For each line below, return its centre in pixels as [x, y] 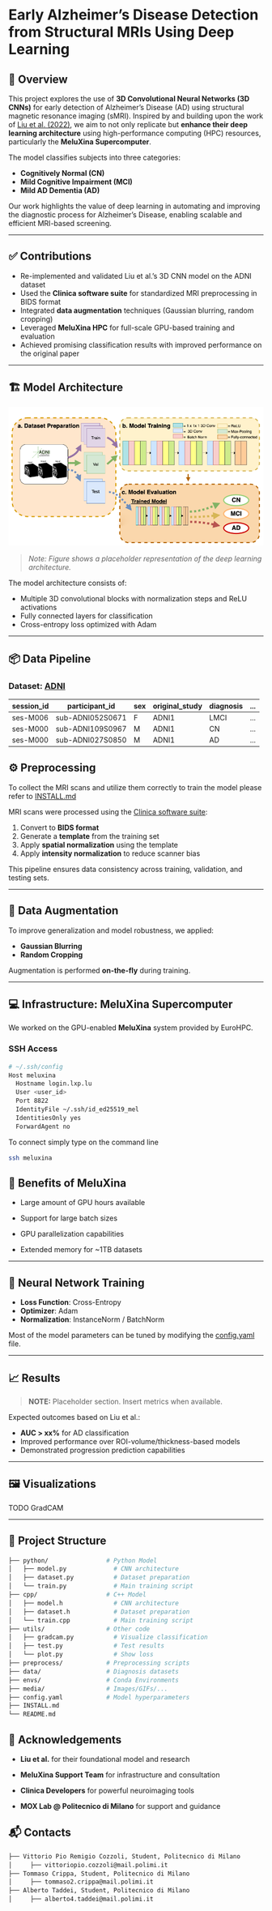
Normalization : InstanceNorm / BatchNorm [92, 1319]
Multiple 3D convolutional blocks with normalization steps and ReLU [134, 599]
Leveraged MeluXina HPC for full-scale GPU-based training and [127, 327]
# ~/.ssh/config [36, 1067]
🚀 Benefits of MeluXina [68, 1183]
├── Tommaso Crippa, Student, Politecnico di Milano [99, 1874]
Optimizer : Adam [49, 1311]
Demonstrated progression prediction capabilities [102, 1450]
